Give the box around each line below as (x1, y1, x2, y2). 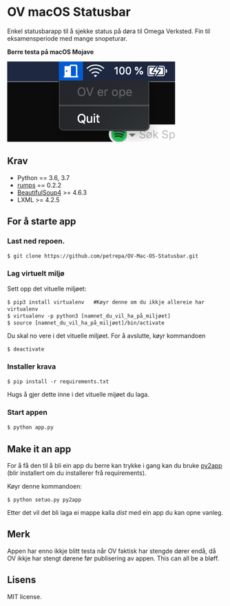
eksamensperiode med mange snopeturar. (7, 34, 128, 42)
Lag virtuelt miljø (7, 268, 65, 278)
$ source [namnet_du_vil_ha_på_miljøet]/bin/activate (7, 319, 165, 326)
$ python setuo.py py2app (7, 496, 81, 504)
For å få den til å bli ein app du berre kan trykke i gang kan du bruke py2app (7, 462, 222, 470)
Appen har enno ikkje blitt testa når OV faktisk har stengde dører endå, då (7, 547, 216, 555)
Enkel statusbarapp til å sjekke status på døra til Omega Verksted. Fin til (7, 27, 211, 35)
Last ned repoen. (7, 236, 65, 246)
